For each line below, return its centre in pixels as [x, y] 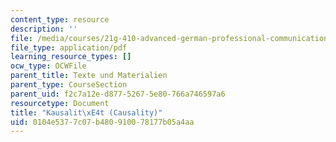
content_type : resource [60, 19]
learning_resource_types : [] [71, 57]
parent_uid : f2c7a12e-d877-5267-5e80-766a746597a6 [118, 94]
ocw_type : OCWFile [48, 66]
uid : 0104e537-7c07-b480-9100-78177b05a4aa [102, 122]
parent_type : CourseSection [69, 85]
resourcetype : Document [60, 103]
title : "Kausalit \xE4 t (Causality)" [86, 112]
